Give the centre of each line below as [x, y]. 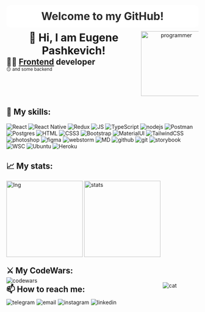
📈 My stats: [30, 166]
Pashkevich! [74, 51]
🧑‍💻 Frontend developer [51, 62]
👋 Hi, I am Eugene [74, 38]
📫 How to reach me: [46, 289]
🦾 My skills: [28, 112]
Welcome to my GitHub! [103, 16]
